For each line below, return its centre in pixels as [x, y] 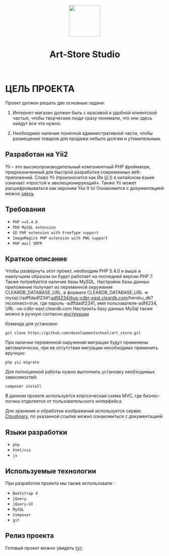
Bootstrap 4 [25, 493]
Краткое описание [36, 259]
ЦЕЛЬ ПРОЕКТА [40, 89]
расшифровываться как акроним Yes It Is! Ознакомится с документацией [84, 188]
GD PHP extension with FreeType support [55, 233]
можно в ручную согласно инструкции [47, 314]
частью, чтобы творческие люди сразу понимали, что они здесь [82, 118]
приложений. [19, 177]
